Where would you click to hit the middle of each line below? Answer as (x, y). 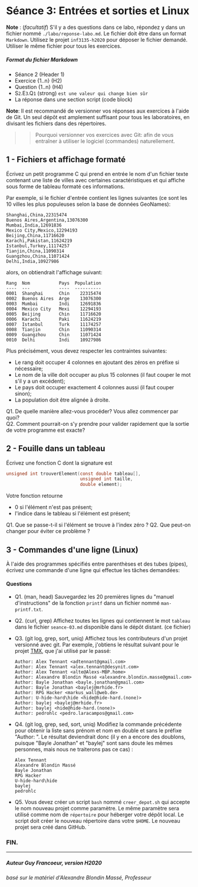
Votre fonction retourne (34, 496)
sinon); (23, 393)
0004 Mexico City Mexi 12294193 (54, 309)
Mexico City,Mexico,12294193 (42, 230)
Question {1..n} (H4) (39, 87)
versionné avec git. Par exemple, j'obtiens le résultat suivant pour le (97, 645)
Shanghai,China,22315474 (37, 215)
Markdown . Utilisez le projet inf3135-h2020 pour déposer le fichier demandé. (97, 40)
